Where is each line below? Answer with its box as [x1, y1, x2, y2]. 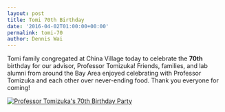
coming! [7, 84, 30, 92]
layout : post [7, 10, 45, 17]
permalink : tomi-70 [7, 29, 63, 36]
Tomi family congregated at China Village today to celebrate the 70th [7, 54, 203, 63]
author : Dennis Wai [7, 36, 63, 43]
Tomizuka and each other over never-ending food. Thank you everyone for [7, 76, 219, 85]
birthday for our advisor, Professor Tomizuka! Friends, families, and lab [7, 62, 208, 70]
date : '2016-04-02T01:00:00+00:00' [7, 23, 109, 30]
